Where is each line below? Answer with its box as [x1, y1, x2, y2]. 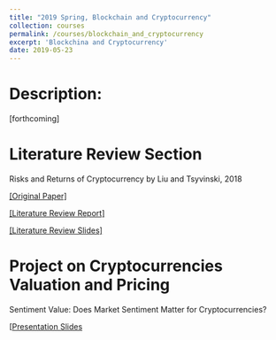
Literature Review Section [9, 144, 203, 165]
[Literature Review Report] [9, 208, 105, 218]
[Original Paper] [9, 191, 67, 201]
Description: [9, 84, 103, 104]
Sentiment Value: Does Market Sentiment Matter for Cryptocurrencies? [9, 304, 267, 314]
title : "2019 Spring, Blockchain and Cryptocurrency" [9, 12, 212, 22]
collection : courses [9, 21, 86, 30]
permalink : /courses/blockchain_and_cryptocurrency [9, 29, 203, 38]
